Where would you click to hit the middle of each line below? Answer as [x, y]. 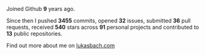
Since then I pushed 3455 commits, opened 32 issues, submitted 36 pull [99, 20]
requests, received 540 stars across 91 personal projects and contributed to [103, 27]
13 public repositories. [34, 34]
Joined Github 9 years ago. [41, 9]
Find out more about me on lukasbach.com [61, 46]
